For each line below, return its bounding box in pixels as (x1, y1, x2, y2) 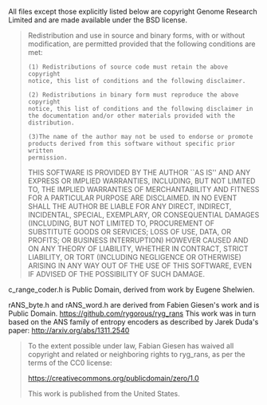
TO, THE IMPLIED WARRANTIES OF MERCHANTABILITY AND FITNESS (27, 185, 260, 194)
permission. (27, 154, 68, 162)
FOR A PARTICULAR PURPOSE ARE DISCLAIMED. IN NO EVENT (27, 193, 238, 202)
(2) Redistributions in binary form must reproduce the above (27, 91, 239, 99)
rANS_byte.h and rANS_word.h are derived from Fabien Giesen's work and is (8, 301, 260, 309)
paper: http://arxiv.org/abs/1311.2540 (8, 326, 130, 335)
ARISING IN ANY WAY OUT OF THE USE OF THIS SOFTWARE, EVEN (27, 261, 253, 270)
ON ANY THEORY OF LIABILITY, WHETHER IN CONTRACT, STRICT (27, 244, 249, 254)
